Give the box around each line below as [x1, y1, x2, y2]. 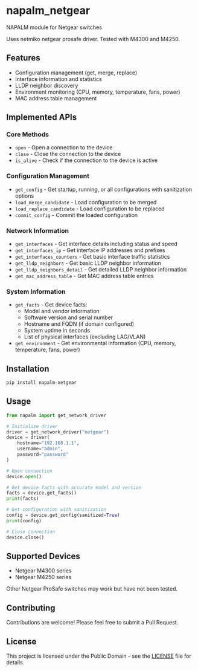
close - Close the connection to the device [14, 151, 121, 158]
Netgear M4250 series [14, 574, 72, 581]
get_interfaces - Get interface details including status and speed [14, 240, 178, 248]
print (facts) [6, 496, 39, 502]
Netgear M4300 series [14, 567, 72, 574]
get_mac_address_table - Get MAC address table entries [14, 273, 154, 280]
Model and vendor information [24, 308, 100, 315]
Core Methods [6, 131, 49, 139]
